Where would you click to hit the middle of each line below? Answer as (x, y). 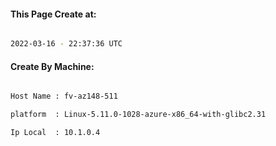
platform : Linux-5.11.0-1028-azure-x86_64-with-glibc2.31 (138, 115)
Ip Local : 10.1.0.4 (55, 133)
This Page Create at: (53, 14)
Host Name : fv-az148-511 (64, 96)
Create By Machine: (52, 66)
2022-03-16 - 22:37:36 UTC (66, 44)
